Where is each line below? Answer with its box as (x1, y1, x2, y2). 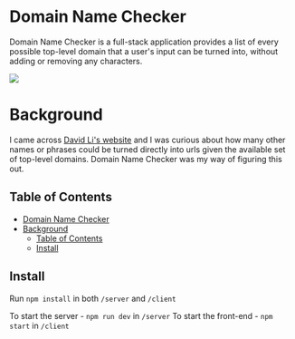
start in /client (9, 320, 70, 331)
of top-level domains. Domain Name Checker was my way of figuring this (9, 153, 282, 164)
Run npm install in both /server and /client (9, 293, 176, 304)
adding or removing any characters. (9, 55, 143, 66)
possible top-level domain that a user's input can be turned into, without (9, 45, 279, 56)
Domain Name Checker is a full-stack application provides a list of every (9, 36, 279, 47)
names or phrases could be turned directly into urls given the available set (9, 143, 286, 155)
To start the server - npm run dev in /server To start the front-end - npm (9, 310, 273, 321)
